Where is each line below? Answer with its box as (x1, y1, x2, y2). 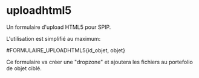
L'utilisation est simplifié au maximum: (6, 35, 101, 42)
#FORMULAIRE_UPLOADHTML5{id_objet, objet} (6, 46, 126, 54)
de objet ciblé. (6, 64, 42, 72)
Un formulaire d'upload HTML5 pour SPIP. (6, 23, 111, 31)
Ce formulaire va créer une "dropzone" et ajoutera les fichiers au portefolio (6, 58, 194, 65)
